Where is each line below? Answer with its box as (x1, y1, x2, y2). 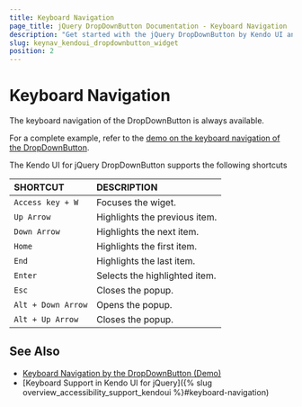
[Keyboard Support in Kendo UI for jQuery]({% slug (22, 377, 213, 388)
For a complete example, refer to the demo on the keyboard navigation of (9, 132, 280, 144)
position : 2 (9, 47, 54, 56)
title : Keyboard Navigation (9, 13, 115, 23)
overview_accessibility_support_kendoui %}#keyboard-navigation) (22, 386, 270, 397)
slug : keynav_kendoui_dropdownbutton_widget (9, 38, 179, 48)
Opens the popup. (95, 299, 173, 312)
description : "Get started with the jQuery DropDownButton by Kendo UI (9, 30, 283, 39)
